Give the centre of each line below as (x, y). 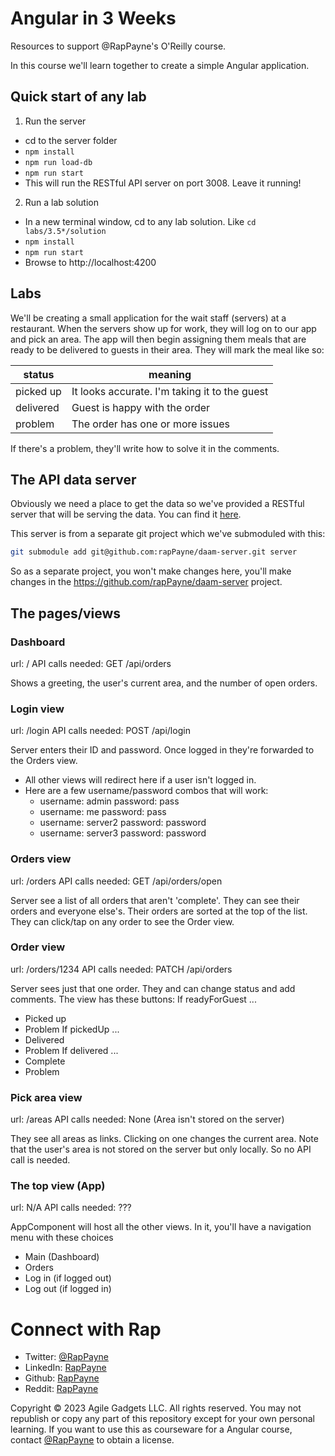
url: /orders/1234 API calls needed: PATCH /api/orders (121, 969)
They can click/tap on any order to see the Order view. (122, 921)
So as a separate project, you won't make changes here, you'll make (151, 571)
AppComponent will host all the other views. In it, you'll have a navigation (161, 1227)
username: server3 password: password (123, 833)
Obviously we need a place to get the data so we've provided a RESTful (157, 504)
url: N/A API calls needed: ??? (71, 1208)
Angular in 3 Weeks (93, 18)
